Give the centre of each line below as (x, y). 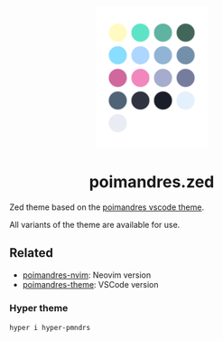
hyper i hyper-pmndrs (50, 328)
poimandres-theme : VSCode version (90, 284)
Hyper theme (39, 308)
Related (32, 253)
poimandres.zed (152, 182)
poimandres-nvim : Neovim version (87, 275)
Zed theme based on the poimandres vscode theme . (107, 207)
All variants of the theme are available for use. (95, 224)
